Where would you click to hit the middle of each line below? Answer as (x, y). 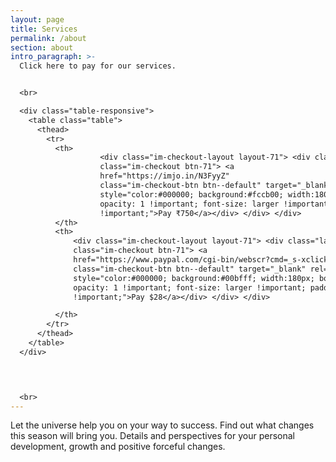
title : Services (44, 29)
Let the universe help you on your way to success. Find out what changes (162, 425)
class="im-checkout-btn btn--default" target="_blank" (190, 269)
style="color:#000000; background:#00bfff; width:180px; (194, 278)
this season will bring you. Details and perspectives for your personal (152, 436)
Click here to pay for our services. (98, 66)
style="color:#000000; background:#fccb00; (191, 194)
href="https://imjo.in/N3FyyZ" (164, 176)
